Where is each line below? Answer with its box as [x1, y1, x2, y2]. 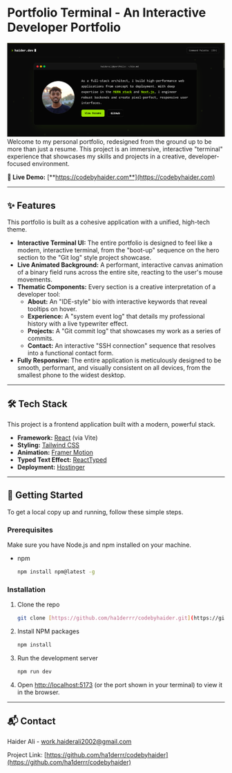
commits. [27, 334, 54, 343]
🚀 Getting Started [7, 490, 84, 501]
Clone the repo [17, 600, 60, 609]
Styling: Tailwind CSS [17, 440, 80, 449]
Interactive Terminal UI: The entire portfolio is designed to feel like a [17, 239, 213, 247]
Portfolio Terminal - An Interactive [7, 5, 206, 21]
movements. [17, 275, 53, 284]
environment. [32, 160, 70, 168]
